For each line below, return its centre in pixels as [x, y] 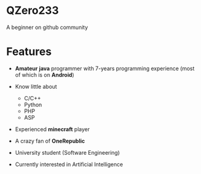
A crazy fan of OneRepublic [50, 141]
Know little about [36, 86]
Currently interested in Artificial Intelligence [69, 164]
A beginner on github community [47, 27]
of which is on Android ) [44, 75]
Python [33, 105]
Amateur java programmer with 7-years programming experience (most [105, 68]
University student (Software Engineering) [67, 152]
